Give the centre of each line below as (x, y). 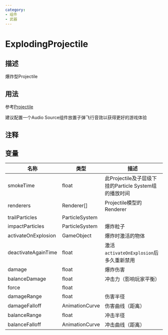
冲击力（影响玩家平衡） (132, 279)
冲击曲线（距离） (125, 325)
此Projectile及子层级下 (131, 178)
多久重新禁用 (120, 260)
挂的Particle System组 (131, 186)
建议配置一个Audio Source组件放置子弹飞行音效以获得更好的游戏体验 (76, 118)
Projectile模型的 (123, 203)
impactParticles (26, 226)
